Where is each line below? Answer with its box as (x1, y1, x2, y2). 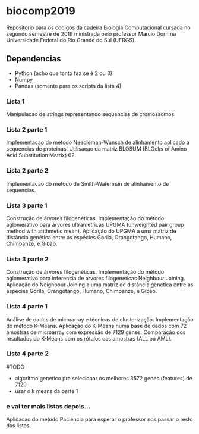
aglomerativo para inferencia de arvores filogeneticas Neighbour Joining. (6, 275, 185, 282)
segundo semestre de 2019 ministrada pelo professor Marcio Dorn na (6, 30, 176, 37)
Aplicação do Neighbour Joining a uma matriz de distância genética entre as (6, 281, 194, 288)
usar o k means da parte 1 (14, 387, 78, 394)
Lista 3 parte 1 (6, 201, 48, 210)
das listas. (6, 422, 31, 429)
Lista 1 (6, 97, 25, 105)
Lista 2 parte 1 (6, 125, 48, 133)
